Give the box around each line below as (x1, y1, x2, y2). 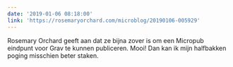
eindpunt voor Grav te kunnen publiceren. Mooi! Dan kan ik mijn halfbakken (7, 44, 227, 52)
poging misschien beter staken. (7, 51, 99, 60)
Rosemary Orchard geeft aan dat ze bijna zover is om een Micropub (7, 36, 205, 44)
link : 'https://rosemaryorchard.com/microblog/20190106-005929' (7, 17, 201, 24)
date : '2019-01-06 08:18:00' (7, 10, 93, 18)
